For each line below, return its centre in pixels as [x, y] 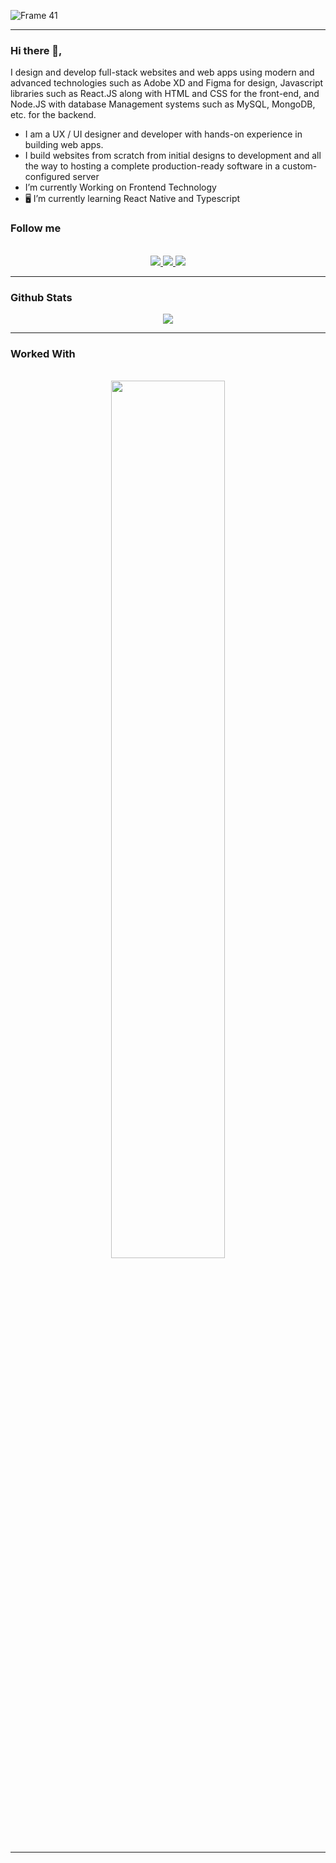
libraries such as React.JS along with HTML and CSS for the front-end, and [165, 94]
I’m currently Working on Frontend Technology [120, 187]
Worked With [43, 353]
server [86, 177]
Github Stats [41, 297]
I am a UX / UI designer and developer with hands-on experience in [163, 134]
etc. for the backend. [53, 115]
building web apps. [64, 145]
